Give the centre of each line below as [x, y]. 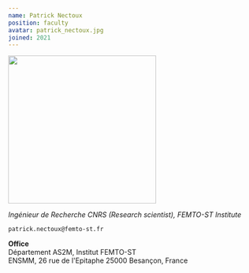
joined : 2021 [30, 37]
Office [19, 244]
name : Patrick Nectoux [45, 15]
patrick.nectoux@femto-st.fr [56, 230]
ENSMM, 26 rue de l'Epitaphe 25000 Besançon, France [98, 260]
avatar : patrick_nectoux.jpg [56, 30]
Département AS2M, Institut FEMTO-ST [72, 252]
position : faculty [38, 23]
